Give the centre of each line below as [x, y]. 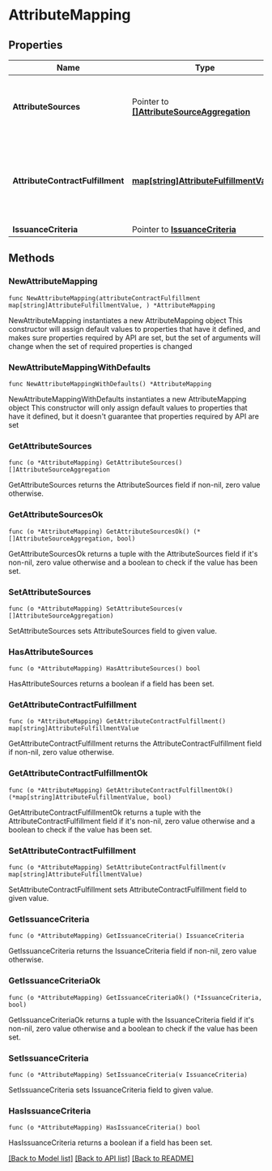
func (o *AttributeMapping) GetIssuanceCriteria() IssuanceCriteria [126, 936]
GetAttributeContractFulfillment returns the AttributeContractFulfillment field [135, 743]
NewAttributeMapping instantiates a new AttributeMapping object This [125, 320]
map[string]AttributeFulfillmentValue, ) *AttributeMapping [112, 305]
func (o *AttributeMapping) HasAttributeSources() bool [104, 669]
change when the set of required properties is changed [100, 346]
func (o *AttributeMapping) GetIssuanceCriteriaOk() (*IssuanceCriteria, [136, 997]
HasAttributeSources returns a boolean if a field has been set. [111, 684]
